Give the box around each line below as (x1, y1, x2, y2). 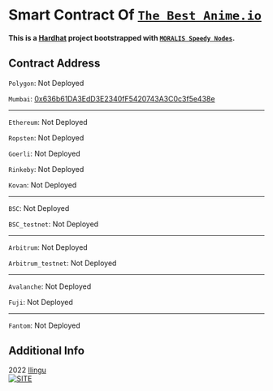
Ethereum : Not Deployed (8, 117, 88, 127)
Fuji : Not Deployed (8, 297, 73, 307)
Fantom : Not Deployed (8, 320, 81, 330)
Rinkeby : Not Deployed (8, 164, 84, 174)
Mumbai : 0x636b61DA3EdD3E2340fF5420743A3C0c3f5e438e (8, 93, 215, 103)
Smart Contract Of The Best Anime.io (8, 6, 262, 24)
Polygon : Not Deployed (8, 78, 84, 88)
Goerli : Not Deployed (8, 148, 81, 158)
